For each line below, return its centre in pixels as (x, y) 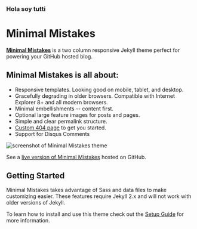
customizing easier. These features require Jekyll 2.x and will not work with (99, 196)
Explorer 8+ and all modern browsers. (61, 102)
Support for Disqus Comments (52, 134)
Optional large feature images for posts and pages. (77, 114)
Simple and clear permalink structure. (61, 121)
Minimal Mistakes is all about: (63, 75)
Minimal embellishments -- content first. (64, 109)
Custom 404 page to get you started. (60, 128)
